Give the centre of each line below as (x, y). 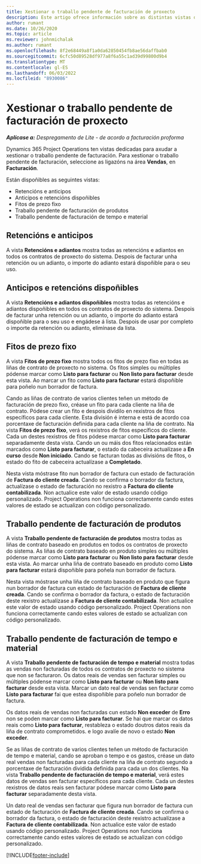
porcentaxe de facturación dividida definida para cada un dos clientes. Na (98, 768)
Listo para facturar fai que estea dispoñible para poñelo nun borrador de (96, 695)
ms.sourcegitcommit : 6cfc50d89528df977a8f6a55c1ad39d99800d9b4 (87, 56)
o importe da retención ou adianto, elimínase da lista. (71, 328)
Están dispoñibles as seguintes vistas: (53, 180)
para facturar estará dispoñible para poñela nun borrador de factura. (91, 570)
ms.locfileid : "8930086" (37, 78)
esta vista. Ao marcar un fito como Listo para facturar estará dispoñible (95, 380)
